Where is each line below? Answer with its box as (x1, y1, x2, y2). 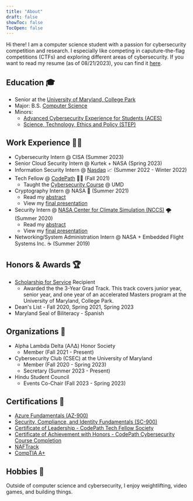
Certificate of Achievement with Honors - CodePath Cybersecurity (14, 431, 175, 438)
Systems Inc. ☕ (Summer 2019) (14, 240, 91, 247)
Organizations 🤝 (6, 327, 66, 337)
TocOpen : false (6, 25, 43, 31)
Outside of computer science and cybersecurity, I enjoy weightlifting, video (6, 482, 187, 489)
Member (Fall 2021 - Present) (23, 348, 94, 356)
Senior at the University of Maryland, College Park (14, 96, 136, 103)
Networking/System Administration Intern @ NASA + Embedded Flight (14, 233, 184, 241)
